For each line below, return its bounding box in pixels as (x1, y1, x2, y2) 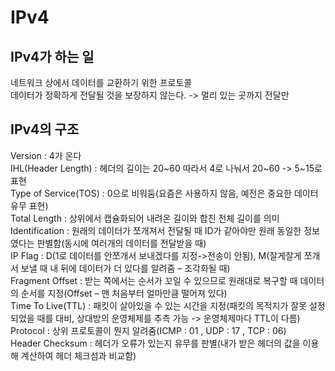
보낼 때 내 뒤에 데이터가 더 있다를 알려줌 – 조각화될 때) (20, 262, 231, 274)
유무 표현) (10, 199, 49, 211)
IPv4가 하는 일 (10, 48, 95, 65)
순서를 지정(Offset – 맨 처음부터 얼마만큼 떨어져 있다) (20, 287, 228, 299)
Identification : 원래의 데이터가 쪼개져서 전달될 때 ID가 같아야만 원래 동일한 (10, 224, 302, 236)
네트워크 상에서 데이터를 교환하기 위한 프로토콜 (10, 77, 193, 88)
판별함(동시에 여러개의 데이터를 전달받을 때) (36, 237, 207, 249)
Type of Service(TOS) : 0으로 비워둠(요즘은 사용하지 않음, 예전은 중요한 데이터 (10, 187, 319, 199)
